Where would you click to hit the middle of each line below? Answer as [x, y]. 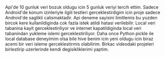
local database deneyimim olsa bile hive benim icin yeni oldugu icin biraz [79, 39]
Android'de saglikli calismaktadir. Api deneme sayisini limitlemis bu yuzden [81, 18]
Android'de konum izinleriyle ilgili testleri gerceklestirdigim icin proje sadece [83, 12]
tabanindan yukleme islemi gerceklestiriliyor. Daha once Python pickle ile [80, 33]
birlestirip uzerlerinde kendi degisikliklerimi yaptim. [57, 49]
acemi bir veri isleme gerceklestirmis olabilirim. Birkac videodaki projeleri [80, 44]
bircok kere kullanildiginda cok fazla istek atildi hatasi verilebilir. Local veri [80, 23]
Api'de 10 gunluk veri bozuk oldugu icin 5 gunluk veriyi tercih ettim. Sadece [82, 7]
